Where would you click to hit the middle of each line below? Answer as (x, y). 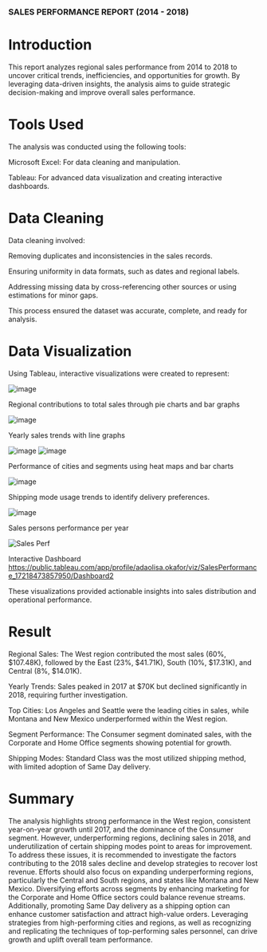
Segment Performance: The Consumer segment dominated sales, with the (130, 734)
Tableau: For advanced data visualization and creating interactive (116, 177)
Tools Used (46, 125)
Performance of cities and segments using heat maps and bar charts (121, 466)
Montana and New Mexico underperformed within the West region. (118, 718)
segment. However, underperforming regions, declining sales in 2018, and (130, 838)
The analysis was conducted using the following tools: (97, 147)
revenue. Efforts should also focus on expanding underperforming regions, (131, 871)
